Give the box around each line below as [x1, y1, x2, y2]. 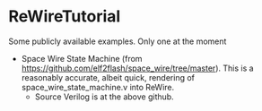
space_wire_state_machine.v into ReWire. [21, 81, 175, 92]
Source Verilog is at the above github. [34, 91, 174, 102]
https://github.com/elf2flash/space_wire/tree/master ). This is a [21, 63, 254, 73]
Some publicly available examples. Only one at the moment [8, 36, 227, 47]
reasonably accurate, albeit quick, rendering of [21, 72, 195, 82]
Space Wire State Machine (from [21, 53, 143, 64]
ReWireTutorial [8, 6, 121, 27]
